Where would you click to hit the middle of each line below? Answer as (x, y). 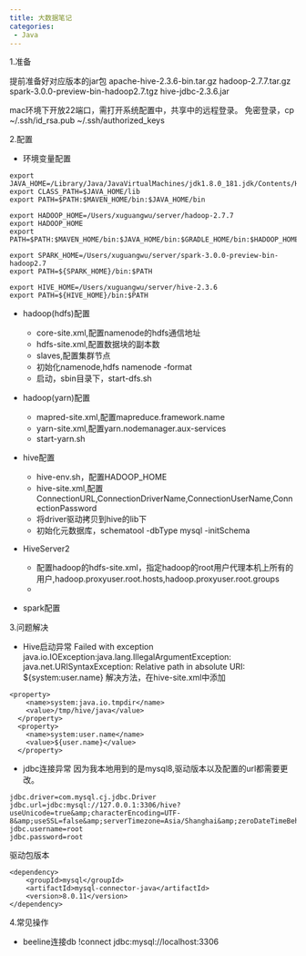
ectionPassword (66, 509)
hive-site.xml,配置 (70, 488)
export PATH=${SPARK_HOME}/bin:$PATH (81, 272)
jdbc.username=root (46, 829)
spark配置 (41, 608)
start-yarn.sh (61, 439)
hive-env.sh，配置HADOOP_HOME (102, 477)
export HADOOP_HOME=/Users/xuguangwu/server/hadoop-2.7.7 (122, 216)
